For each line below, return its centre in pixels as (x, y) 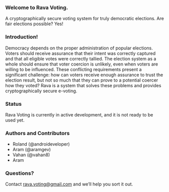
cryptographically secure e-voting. (41, 91)
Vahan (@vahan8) (31, 155)
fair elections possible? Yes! (34, 24)
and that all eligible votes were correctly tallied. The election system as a (81, 58)
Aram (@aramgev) (32, 150)
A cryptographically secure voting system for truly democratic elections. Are (84, 19)
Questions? (20, 173)
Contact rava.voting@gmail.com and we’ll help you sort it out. (69, 184)
